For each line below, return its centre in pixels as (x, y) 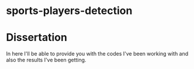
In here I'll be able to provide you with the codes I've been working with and (97, 54)
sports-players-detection (69, 11)
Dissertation (37, 38)
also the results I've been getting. (46, 60)
